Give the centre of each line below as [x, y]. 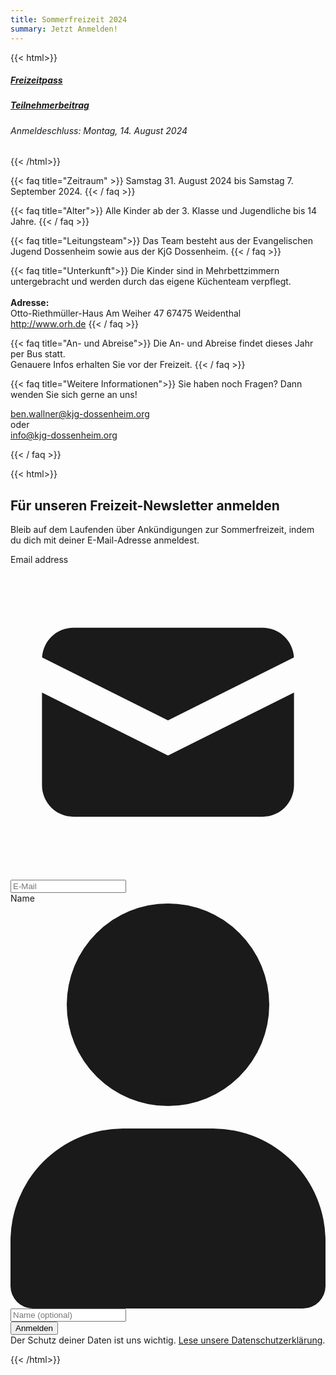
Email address [39, 560]
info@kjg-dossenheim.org [64, 435]
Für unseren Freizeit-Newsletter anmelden [145, 505]
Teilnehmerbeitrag [50, 105]
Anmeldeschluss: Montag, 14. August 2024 [99, 130]
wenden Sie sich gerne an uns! [74, 395]
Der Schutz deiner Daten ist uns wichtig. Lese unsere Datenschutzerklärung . [168, 1340]
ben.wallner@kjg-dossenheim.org [80, 414]
